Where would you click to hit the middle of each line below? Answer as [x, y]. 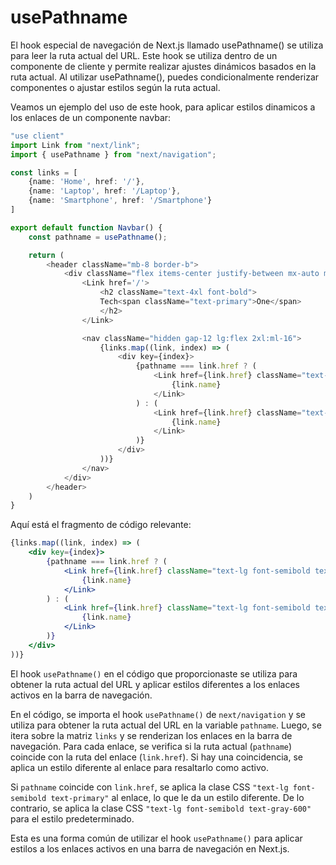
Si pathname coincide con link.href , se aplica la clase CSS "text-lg [149, 787]
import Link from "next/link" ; [75, 145]
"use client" [37, 136]
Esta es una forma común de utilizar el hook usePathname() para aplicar [156, 838]
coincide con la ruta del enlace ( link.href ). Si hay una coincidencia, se [156, 757]
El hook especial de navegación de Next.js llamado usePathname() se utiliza [167, 45]
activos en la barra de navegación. [81, 695]
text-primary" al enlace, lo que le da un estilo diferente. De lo [177, 797]
